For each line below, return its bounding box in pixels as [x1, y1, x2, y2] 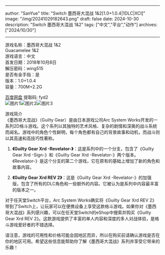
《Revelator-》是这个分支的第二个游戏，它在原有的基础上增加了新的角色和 [12, 158, 160, 164]
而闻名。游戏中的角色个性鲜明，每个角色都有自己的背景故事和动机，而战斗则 [5, 129, 160, 135]
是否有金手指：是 [5, 72, 40, 77]
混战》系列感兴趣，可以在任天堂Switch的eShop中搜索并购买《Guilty [13, 209, 151, 215]
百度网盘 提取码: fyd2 [5, 94, 48, 100]
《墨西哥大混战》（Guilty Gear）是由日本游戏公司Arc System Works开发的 [5, 117, 154, 123]
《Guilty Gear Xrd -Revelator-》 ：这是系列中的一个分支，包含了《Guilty [12, 146, 154, 152]
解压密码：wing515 [5, 66, 44, 71]
